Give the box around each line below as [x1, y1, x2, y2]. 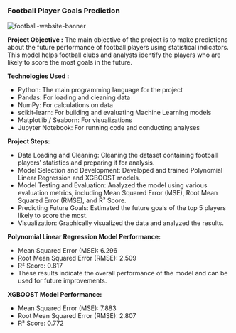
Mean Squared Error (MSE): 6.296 [17, 246, 118, 255]
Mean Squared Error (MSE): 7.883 [17, 304, 117, 312]
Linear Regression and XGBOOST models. [17, 173, 141, 182]
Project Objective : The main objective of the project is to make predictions [7, 36, 228, 44]
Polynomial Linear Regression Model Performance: [7, 233, 161, 241]
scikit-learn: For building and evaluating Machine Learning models [17, 109, 212, 117]
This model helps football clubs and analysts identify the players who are [7, 50, 222, 59]
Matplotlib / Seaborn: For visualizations [17, 116, 133, 124]
